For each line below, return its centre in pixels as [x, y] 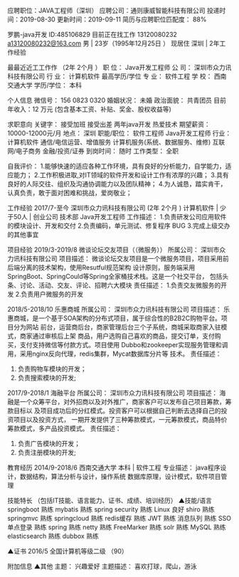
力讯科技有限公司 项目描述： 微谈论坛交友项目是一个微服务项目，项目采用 [115, 259]
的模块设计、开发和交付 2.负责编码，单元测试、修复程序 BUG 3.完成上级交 [116, 226]
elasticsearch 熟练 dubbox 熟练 [53, 536]
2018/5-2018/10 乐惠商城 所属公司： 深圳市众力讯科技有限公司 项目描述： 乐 [119, 309]
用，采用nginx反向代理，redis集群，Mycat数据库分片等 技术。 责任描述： [115, 354]
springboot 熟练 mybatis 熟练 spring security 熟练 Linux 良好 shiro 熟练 [111, 509]
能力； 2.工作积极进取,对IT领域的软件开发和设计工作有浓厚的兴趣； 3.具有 [121, 175]
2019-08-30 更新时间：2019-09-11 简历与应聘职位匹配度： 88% [113, 19]
